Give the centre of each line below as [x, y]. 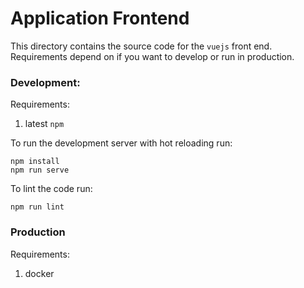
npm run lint [37, 207]
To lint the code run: [51, 189]
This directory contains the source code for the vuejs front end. [141, 46]
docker [39, 273]
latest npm [44, 124]
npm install [35, 162]
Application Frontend [100, 18]
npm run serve [40, 170]
